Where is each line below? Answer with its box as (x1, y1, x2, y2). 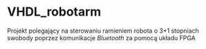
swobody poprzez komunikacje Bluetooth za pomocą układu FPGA (7, 33, 196, 42)
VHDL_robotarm (7, 4, 102, 20)
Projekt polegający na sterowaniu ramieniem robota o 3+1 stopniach (7, 27, 199, 35)
